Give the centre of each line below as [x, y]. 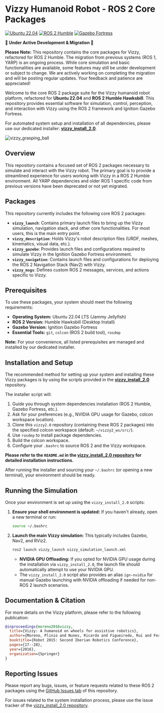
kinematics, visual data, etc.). [41, 243]
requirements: [19, 307]
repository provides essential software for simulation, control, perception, [79, 103]
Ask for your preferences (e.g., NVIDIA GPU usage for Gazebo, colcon [82, 414]
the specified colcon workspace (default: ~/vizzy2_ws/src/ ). [73, 430]
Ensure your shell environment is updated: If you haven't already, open [85, 512]
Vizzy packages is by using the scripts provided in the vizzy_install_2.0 [77, 380]
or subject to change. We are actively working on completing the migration [80, 73]
